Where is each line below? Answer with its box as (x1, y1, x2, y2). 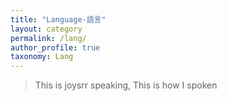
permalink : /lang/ (10, 33, 87, 43)
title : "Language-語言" (10, 14, 107, 25)
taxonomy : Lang (10, 52, 74, 62)
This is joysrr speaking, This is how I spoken (34, 79, 218, 91)
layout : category (10, 24, 83, 34)
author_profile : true (10, 42, 101, 53)
